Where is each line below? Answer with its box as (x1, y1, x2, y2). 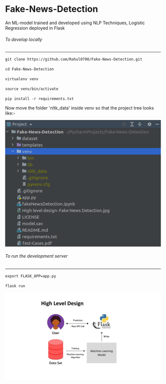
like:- (5, 110, 16, 116)
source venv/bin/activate (5, 86, 58, 92)
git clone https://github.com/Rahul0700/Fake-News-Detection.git (5, 57, 142, 62)
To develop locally (5, 36, 42, 42)
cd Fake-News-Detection (5, 67, 54, 72)
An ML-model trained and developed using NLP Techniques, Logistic (5, 20, 145, 26)
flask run (5, 283, 26, 288)
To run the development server (5, 253, 68, 259)
